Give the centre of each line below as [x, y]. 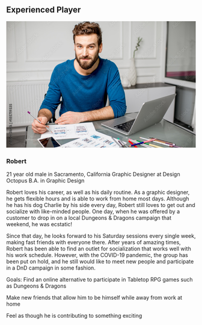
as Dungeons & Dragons [36, 286]
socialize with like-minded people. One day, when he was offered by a [93, 212]
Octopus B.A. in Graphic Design [45, 181]
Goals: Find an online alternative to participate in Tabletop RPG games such [99, 280]
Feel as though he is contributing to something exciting [74, 316]
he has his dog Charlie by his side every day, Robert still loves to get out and [101, 205]
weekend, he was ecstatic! [39, 224]
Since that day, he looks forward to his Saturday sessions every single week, [101, 236]
